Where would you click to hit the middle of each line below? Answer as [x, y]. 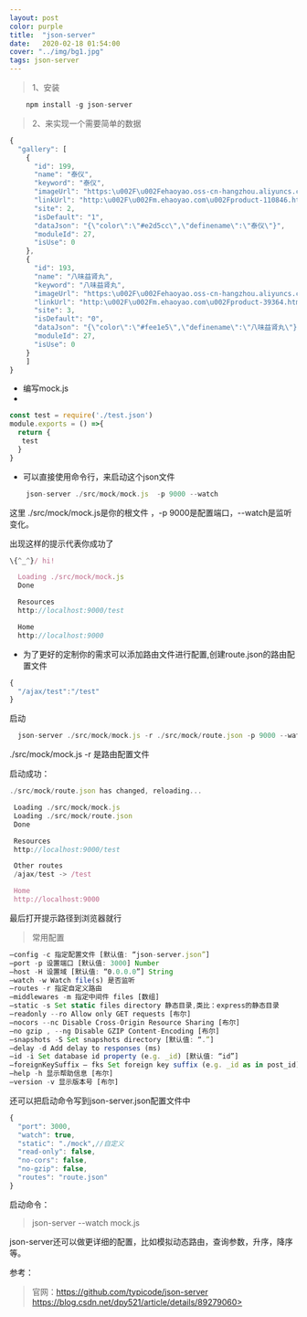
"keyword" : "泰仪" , [69, 184]
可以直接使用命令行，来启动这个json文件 [99, 477]
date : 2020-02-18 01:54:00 [65, 43]
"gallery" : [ [42, 149]
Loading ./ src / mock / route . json [73, 816]
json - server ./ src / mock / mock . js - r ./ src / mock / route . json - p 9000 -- [153, 736]
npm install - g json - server [79, 105]
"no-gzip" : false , [53, 1169]
